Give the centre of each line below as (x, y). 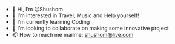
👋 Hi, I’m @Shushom (38, 9)
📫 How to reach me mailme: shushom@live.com (73, 35)
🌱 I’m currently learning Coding (51, 22)
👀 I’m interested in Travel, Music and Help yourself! (75, 15)
